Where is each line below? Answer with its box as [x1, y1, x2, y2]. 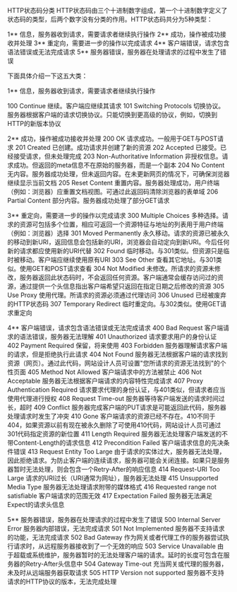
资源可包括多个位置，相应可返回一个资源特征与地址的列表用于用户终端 [19, 220, 224, 228]
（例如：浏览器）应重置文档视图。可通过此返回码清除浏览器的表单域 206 [7, 187, 219, 196]
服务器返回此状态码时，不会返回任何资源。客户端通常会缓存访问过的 [19, 273, 217, 282]
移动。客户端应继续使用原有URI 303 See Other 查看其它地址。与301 [19, 255, 217, 264]
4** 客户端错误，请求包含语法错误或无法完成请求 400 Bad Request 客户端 [7, 324, 224, 332]
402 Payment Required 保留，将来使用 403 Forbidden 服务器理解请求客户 [7, 342, 221, 349]
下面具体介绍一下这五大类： [7, 71, 88, 80]
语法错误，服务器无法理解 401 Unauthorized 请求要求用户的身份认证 [19, 332, 217, 341]
